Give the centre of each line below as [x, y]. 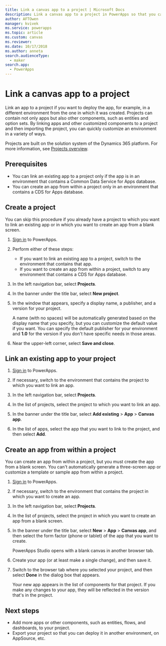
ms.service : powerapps [28, 28]
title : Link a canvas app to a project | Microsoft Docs [65, 10]
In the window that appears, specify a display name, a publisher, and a [84, 303]
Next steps [22, 611]
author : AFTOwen [22, 19]
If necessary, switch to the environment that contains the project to [81, 380]
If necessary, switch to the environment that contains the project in [80, 491]
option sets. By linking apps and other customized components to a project [82, 123]
